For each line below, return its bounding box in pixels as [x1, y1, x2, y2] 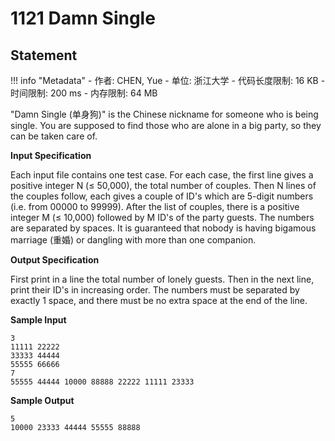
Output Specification [10, 254, 100, 266]
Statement [10, 47, 78, 64]
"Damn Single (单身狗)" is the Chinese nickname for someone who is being [10, 108, 319, 120]
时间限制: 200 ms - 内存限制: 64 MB [10, 87, 158, 99]
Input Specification [10, 150, 92, 161]
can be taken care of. [10, 130, 98, 142]
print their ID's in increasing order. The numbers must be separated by [10, 284, 300, 296]
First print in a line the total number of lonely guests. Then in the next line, [10, 273, 315, 285]
